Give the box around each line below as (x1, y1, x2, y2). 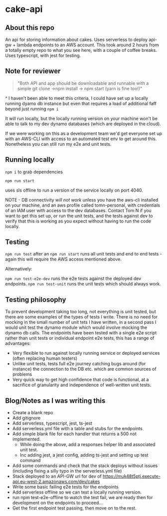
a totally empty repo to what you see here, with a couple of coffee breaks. (5, 47, 157, 53)
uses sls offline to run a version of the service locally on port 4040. (5, 187, 143, 193)
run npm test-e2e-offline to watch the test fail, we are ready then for (12, 495, 153, 501)
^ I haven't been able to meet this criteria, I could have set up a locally (5, 95, 149, 101)
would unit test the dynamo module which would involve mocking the (5, 324, 148, 330)
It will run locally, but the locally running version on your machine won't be (5, 115, 158, 121)
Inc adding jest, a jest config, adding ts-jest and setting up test (19, 452, 149, 458)
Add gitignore (12, 415, 41, 421)
